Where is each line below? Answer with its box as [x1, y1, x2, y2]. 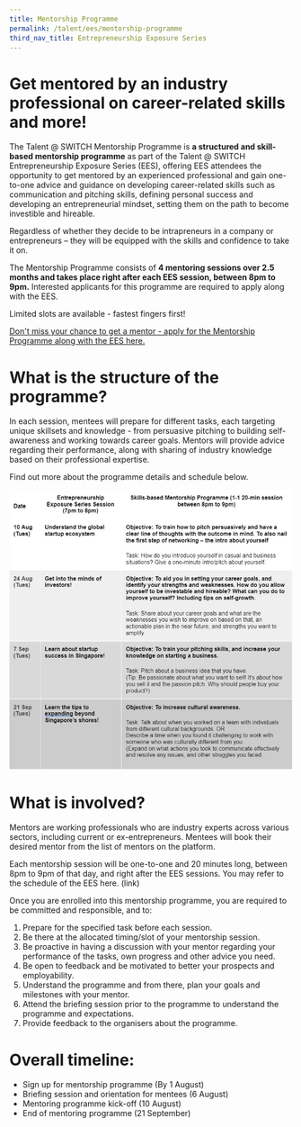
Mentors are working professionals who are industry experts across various [9, 822, 289, 833]
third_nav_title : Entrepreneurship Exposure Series [9, 33, 207, 42]
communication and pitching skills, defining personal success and [9, 189, 253, 200]
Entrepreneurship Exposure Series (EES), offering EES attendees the [9, 160, 262, 171]
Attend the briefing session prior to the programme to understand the [22, 999, 279, 1010]
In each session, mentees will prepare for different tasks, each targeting [9, 416, 276, 427]
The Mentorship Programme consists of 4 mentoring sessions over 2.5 [9, 262, 275, 274]
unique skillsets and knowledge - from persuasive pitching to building [9, 426, 267, 437]
